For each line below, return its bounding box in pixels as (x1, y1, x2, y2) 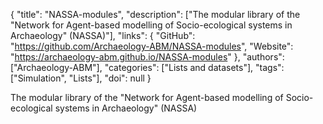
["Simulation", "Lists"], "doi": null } (10, 72, 152, 84)
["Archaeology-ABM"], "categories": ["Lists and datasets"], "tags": (10, 62, 285, 73)
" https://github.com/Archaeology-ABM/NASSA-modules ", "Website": (10, 40, 294, 52)
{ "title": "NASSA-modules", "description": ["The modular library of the (10, 9, 301, 20)
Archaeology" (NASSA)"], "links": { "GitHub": (10, 30, 196, 41)
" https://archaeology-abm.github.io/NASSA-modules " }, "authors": (10, 51, 285, 63)
